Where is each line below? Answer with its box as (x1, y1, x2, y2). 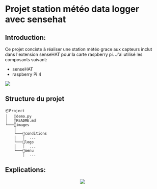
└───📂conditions (14, 131, 48, 136)
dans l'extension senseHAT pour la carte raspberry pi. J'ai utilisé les (5, 51, 143, 57)
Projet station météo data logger (5, 3, 139, 15)
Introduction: (5, 33, 46, 42)
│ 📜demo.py (5, 114, 32, 118)
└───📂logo (14, 140, 34, 144)
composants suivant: (5, 57, 48, 62)
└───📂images (5, 122, 29, 127)
